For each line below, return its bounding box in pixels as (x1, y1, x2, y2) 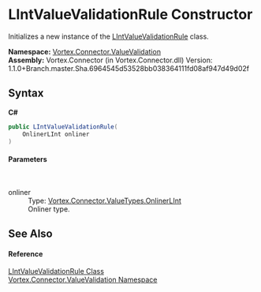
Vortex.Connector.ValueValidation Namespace (8, 275, 158, 285)
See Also (8, 226, 53, 240)
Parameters (8, 154, 47, 163)
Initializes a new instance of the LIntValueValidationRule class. (8, 32, 209, 41)
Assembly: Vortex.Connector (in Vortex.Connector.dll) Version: (8, 55, 213, 65)
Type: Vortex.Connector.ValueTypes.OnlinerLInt (28, 196, 181, 205)
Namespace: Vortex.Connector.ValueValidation (8, 47, 162, 56)
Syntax (8, 87, 44, 100)
